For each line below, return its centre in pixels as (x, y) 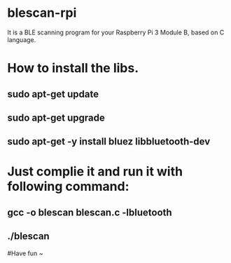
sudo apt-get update (53, 94)
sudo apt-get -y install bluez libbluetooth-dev (109, 142)
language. (22, 39)
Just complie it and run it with (95, 171)
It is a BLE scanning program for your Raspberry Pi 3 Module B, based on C (116, 32)
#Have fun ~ (25, 253)
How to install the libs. (73, 68)
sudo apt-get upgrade (56, 117)
